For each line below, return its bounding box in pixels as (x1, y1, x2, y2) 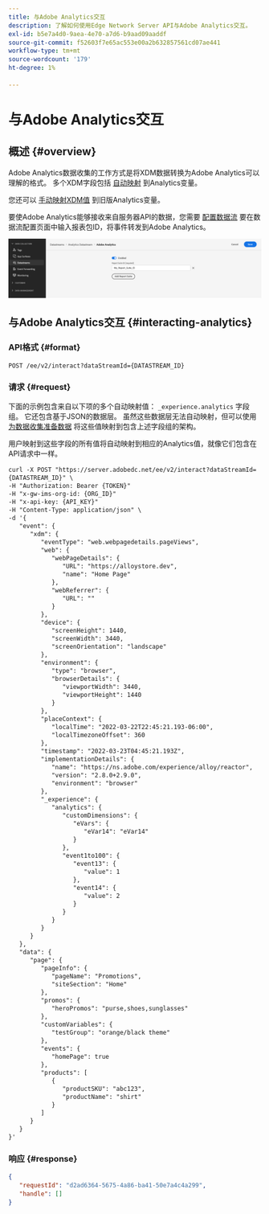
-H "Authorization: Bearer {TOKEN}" (8, 482, 131, 490)
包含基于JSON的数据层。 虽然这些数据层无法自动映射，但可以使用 (38, 411, 257, 421)
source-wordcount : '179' (8, 55, 92, 64)
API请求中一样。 (8, 449, 63, 458)
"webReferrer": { (51, 586, 110, 594)
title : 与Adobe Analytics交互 (8, 13, 106, 21)
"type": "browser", (51, 666, 116, 675)
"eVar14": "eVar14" (84, 827, 149, 835)
